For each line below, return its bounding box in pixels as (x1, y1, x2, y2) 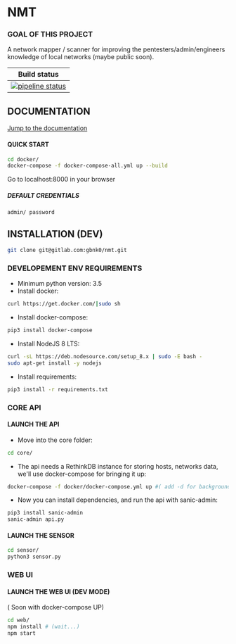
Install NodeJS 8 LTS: (17, 339, 80, 348)
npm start (7, 630, 37, 637)
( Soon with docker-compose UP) (7, 603, 104, 612)
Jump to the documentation (7, 124, 88, 132)
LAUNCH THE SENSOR (7, 531, 75, 539)
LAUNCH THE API (7, 420, 60, 429)
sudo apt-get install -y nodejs (7, 360, 102, 367)
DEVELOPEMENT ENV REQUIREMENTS (7, 263, 143, 273)
